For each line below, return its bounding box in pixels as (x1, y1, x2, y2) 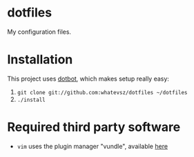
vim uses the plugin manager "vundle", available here (17, 142, 168, 150)
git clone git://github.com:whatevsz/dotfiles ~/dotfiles (17, 89, 188, 96)
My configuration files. (7, 28, 71, 36)
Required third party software (7, 119, 181, 135)
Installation (7, 52, 73, 67)
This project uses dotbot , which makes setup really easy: (7, 74, 169, 83)
